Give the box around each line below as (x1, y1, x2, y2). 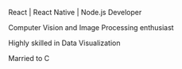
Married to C (8, 54, 50, 63)
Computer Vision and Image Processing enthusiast (8, 23, 174, 32)
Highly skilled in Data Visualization (8, 38, 121, 48)
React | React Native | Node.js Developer (8, 8, 142, 17)
